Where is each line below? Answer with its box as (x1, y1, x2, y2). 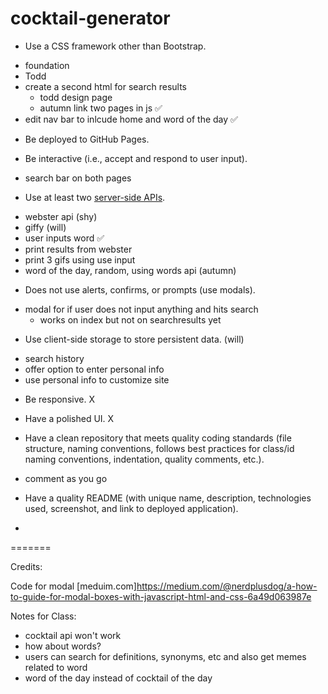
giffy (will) (24, 221, 67, 233)
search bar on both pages (24, 172, 132, 184)
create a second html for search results (24, 80, 187, 92)
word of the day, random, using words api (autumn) (24, 264, 237, 276)
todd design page (39, 91, 113, 103)
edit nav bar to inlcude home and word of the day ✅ (24, 113, 238, 125)
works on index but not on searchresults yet (39, 313, 222, 326)
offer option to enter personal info (24, 363, 165, 375)
